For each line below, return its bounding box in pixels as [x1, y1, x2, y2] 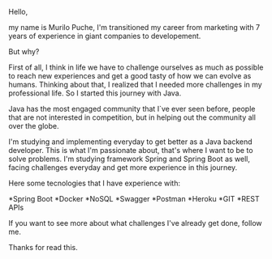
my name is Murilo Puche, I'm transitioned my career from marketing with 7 [8, 23, 261, 32]
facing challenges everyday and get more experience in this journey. [8, 163, 238, 172]
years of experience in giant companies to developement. [8, 32, 201, 40]
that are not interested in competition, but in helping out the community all [8, 113, 256, 122]
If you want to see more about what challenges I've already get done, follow [8, 219, 262, 227]
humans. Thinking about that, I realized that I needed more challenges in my [8, 80, 262, 89]
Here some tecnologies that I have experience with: [8, 178, 181, 188]
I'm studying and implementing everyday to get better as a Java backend [8, 137, 253, 146]
